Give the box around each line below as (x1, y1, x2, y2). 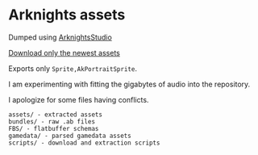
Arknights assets (8, 6, 126, 24)
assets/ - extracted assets (8, 111, 103, 119)
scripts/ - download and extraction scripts (8, 139, 160, 147)
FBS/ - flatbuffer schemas (8, 124, 99, 132)
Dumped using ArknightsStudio (8, 32, 113, 42)
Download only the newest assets (8, 48, 121, 57)
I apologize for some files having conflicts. (8, 94, 149, 104)
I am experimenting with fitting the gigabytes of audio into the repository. (8, 79, 251, 89)
